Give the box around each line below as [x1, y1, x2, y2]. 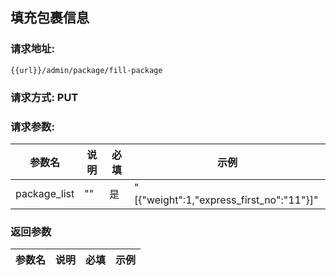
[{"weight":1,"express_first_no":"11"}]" [133, 193, 319, 207]
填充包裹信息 [10, 9, 90, 27]
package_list [15, 186, 75, 200]
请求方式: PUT [10, 90, 79, 104]
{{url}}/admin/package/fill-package [10, 65, 163, 75]
